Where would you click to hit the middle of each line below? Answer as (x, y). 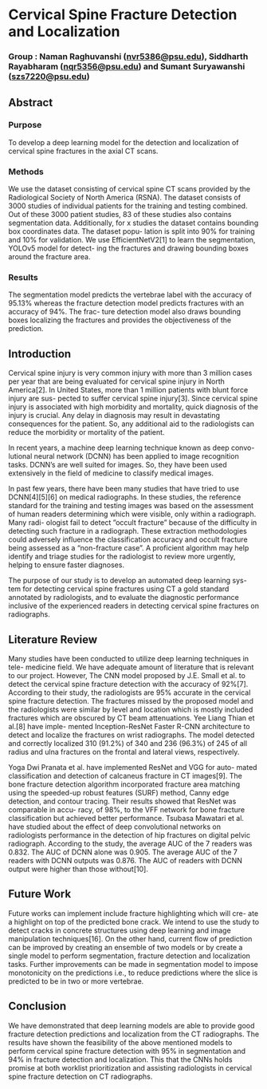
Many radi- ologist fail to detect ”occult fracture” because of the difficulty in (133, 523)
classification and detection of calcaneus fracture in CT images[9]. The (126, 776)
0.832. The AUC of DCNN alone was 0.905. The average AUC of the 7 (123, 852)
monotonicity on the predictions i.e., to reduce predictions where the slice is (133, 973)
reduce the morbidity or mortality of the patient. (86, 432)
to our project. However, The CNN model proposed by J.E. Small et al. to (127, 676)
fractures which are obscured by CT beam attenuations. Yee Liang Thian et (132, 718)
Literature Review (53, 639)
